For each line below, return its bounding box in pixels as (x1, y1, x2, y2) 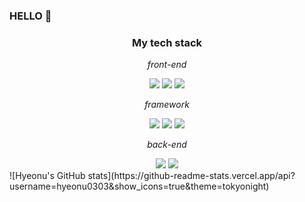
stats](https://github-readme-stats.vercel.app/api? (87, 170, 296, 182)
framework (144, 99, 190, 111)
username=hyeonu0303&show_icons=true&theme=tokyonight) (9, 180, 270, 193)
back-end (147, 139, 187, 151)
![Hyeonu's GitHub (9, 170, 86, 182)
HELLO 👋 (9, 9, 52, 23)
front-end (147, 59, 187, 71)
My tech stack (131, 35, 203, 49)
